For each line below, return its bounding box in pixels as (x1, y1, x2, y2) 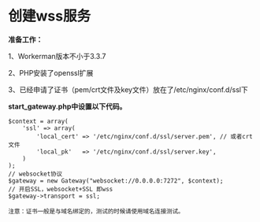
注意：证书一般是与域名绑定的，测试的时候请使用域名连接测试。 (8, 207, 184, 215)
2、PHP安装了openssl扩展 (8, 68, 94, 77)
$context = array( (8, 117, 69, 125)
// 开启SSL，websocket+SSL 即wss (8, 185, 113, 193)
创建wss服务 (8, 7, 91, 25)
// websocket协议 (8, 170, 63, 178)
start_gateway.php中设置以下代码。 (8, 102, 127, 111)
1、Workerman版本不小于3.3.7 (8, 51, 106, 61)
